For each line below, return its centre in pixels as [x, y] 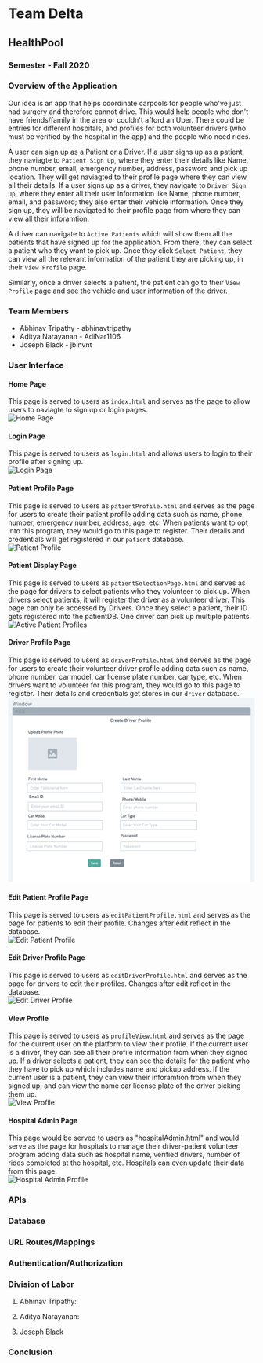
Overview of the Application [63, 86]
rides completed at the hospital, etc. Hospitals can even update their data [126, 1163]
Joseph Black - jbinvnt [56, 345]
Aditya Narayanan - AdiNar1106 [70, 337]
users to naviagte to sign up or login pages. [78, 410]
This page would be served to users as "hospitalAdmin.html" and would [124, 1138]
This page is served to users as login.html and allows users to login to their [130, 453]
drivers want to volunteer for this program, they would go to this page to [124, 685]
